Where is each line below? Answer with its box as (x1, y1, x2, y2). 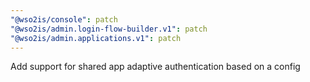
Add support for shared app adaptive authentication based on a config (10, 61, 301, 73)
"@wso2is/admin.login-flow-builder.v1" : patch (10, 24, 208, 34)
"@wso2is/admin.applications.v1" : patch (10, 33, 182, 43)
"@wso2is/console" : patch (10, 14, 118, 25)
